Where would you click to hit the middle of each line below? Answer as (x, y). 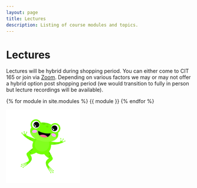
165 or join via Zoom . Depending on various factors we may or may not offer (98, 77)
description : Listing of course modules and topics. (72, 25)
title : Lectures (26, 19)
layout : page (22, 12)
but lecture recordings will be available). (55, 90)
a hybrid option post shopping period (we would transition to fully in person (98, 84)
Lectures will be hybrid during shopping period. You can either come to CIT (98, 71)
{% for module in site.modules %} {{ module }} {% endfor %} (80, 101)
